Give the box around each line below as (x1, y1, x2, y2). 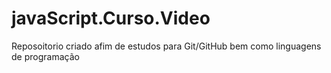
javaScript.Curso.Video (11, 7, 211, 30)
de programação (11, 50, 80, 62)
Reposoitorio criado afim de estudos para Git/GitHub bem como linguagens (11, 40, 322, 52)
